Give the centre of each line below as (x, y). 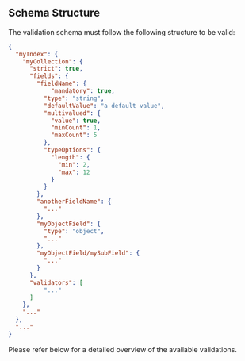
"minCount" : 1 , (76, 128)
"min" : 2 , (74, 165)
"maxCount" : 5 (74, 135)
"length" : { (70, 157)
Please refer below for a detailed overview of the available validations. (123, 349)
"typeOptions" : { (72, 150)
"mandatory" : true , (82, 91)
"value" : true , (76, 121)
